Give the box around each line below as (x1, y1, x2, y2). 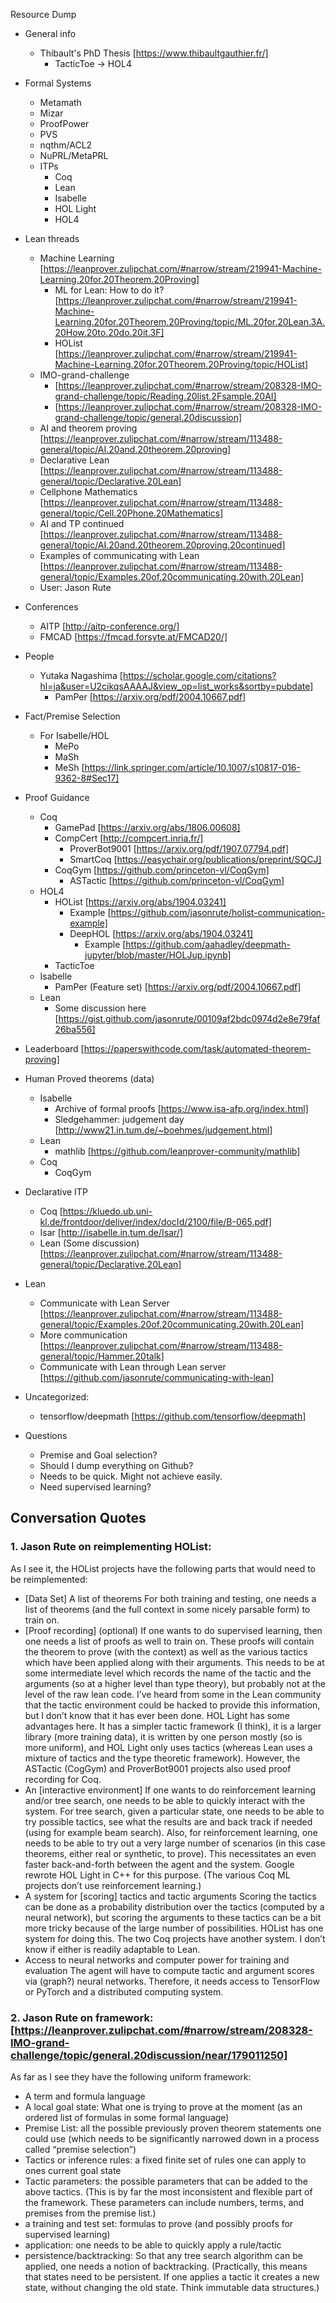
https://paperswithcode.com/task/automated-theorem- (83, 1043, 312, 1054)
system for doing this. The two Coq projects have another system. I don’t (24, 1932, 326, 1944)
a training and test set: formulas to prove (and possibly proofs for (24, 2217, 294, 2229)
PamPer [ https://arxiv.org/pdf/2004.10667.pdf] (54, 691, 247, 703)
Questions (24, 1430, 68, 1441)
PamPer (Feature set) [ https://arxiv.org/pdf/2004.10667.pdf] (54, 981, 302, 993)
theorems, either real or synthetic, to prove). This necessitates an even (24, 1847, 317, 1859)
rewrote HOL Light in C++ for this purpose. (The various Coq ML (24, 1869, 291, 1881)
